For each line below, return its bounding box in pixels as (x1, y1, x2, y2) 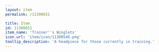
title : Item (5, 21, 30, 26)
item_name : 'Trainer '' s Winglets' (5, 30, 77, 35)
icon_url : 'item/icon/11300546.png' (5, 35, 81, 40)
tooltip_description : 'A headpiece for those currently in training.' (5, 39, 155, 45)
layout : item (5, 7, 32, 12)
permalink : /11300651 (5, 12, 50, 17)
